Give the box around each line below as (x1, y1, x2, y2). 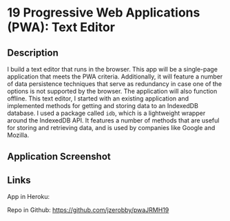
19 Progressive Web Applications (7, 5, 200, 21)
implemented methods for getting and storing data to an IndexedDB (7, 102, 198, 109)
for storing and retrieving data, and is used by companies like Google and (7, 124, 216, 131)
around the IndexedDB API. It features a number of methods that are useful (7, 116, 220, 125)
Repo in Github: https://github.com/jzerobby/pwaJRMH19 (7, 206, 169, 214)
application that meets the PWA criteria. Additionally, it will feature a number (7, 72, 223, 81)
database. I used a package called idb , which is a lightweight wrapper (7, 109, 206, 117)
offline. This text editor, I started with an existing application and (7, 94, 189, 103)
